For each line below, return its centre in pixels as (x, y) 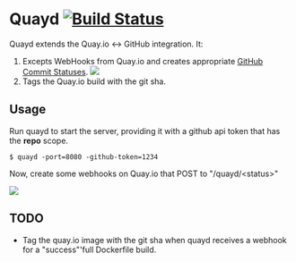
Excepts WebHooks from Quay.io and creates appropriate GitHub (143, 61)
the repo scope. (39, 140)
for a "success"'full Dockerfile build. (89, 249)
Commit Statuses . (55, 72)
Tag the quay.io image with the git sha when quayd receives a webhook (154, 240)
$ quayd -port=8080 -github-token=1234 (84, 156)
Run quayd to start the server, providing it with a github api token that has (145, 131)
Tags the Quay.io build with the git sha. (94, 81)
